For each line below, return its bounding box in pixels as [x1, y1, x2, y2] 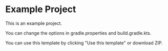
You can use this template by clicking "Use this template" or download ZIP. [5, 39, 163, 46]
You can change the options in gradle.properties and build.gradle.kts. [5, 30, 152, 36]
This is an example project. [5, 20, 62, 26]
